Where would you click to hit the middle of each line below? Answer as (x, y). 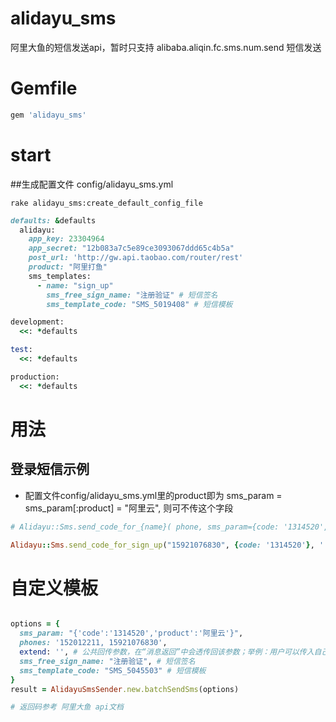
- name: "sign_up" (75, 285)
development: (37, 322)
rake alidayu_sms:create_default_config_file (106, 203)
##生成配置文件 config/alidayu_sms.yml (92, 184)
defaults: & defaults (53, 220)
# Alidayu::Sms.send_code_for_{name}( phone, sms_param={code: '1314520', (169, 527)
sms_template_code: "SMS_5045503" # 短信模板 (113, 670)
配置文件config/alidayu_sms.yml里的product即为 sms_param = (153, 495)
